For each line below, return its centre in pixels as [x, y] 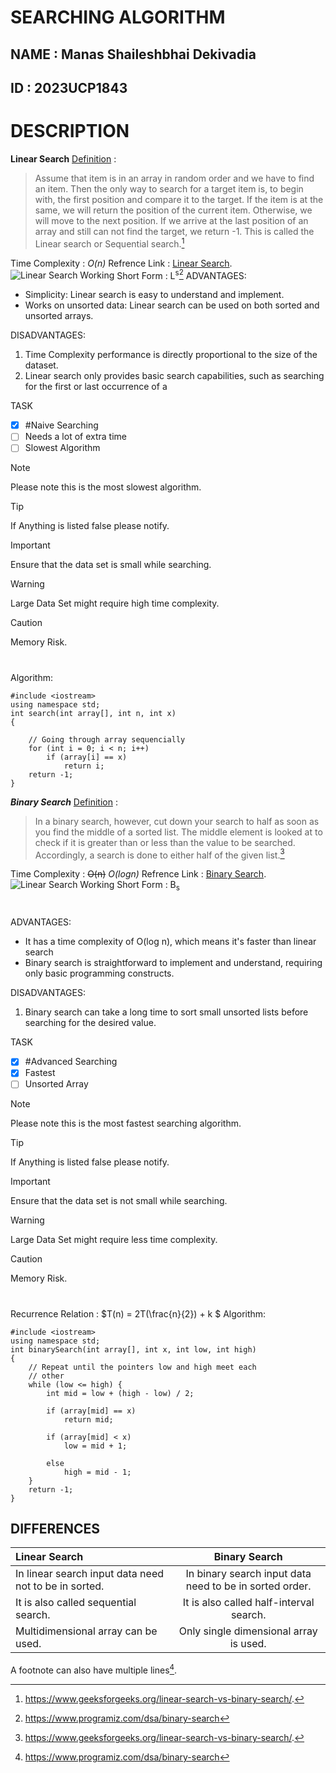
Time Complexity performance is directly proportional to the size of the [171, 355]
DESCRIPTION [70, 131]
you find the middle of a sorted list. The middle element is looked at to [178, 832]
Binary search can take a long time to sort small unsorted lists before [166, 1012]
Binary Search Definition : [64, 802]
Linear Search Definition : [63, 158]
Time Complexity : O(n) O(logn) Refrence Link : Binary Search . [138, 874]
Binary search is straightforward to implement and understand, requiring [173, 963]
